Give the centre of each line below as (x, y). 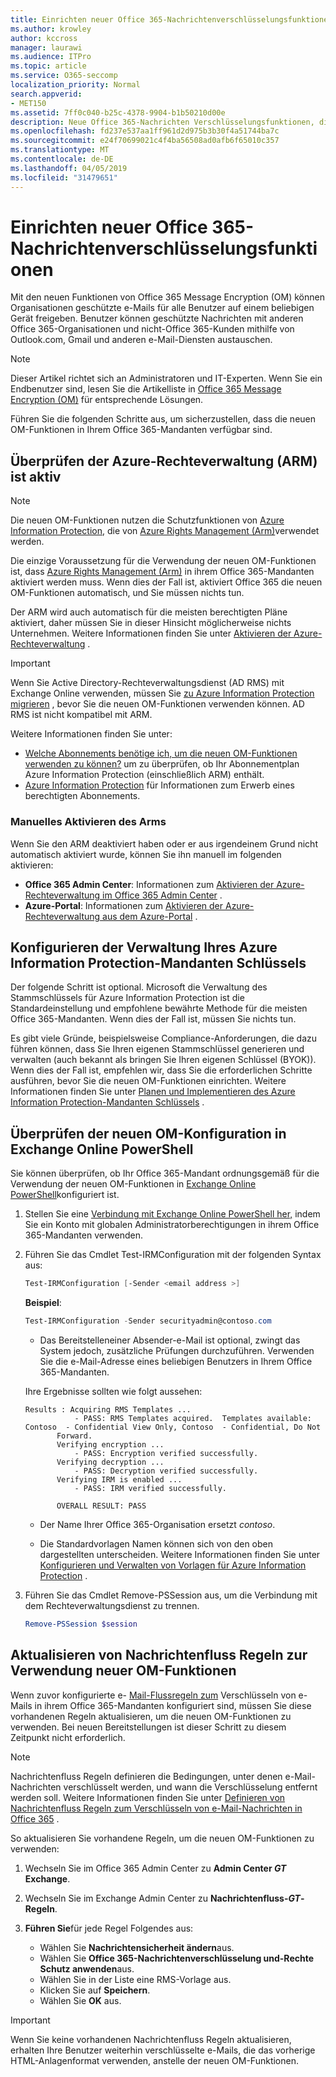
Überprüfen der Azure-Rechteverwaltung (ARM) (164, 461)
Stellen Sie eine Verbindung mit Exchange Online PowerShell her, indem (172, 1214)
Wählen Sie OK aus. (80, 2000)
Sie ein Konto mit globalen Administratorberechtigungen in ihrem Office (172, 1225)
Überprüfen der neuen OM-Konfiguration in (148, 1133)
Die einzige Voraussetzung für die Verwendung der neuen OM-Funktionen (163, 561)
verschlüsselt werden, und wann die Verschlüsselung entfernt (190, 1787)
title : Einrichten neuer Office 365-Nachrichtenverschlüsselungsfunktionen (171, 19)
